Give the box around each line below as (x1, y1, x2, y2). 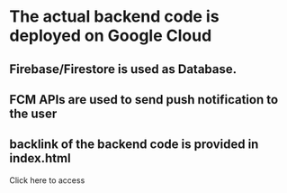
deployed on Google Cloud (9, 25, 212, 46)
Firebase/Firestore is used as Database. (9, 61, 238, 77)
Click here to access (9, 174, 85, 186)
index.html (9, 151, 71, 166)
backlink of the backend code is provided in (9, 137, 259, 152)
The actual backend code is (9, 6, 220, 27)
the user (9, 106, 58, 121)
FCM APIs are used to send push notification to (9, 92, 279, 107)
